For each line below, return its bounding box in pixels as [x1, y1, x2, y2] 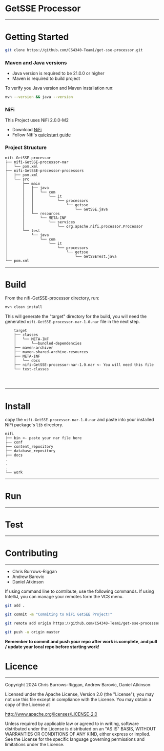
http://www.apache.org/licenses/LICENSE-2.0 [5, 711, 98, 717]
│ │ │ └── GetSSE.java [5, 207, 108, 212]
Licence [5, 661, 38, 672]
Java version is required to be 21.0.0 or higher [12, 71, 105, 76]
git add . [5, 603, 25, 608]
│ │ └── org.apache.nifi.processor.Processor [5, 224, 143, 229]
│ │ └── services [5, 219, 76, 224]
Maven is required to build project [12, 75, 80, 81]
